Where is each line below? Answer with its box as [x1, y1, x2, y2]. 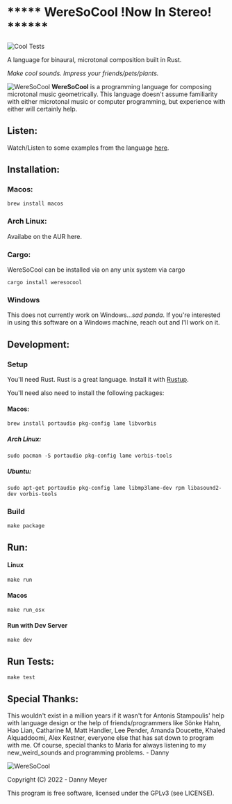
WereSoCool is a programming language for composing [51, 82, 212, 91]
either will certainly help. [7, 105, 78, 113]
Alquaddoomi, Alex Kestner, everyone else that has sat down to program [7, 734, 214, 742]
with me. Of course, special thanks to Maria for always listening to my [7, 741, 206, 750]
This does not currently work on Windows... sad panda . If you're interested [7, 311, 221, 319]
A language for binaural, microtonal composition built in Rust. [7, 55, 182, 63]
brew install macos [7, 200, 64, 208]
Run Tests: [7, 656, 54, 667]
